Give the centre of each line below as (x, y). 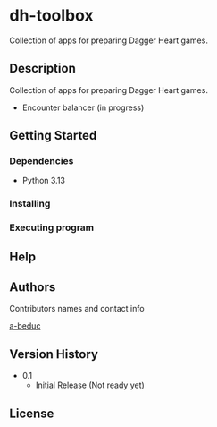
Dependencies (42, 161)
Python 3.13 (43, 181)
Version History (54, 354)
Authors (33, 287)
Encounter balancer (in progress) (83, 107)
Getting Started (53, 136)
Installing (30, 204)
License (32, 413)
